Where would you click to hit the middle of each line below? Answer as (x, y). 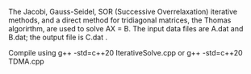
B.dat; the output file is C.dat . (58, 37)
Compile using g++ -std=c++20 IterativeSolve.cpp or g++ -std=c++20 (126, 53)
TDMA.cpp (26, 61)
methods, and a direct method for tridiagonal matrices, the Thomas (120, 20)
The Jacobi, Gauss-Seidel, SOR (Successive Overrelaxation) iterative (123, 12)
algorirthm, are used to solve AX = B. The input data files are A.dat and (126, 29)
